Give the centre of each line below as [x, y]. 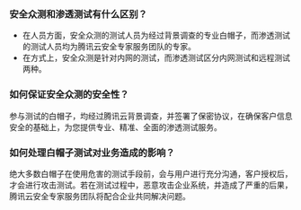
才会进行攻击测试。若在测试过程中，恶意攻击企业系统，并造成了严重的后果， [151, 185]
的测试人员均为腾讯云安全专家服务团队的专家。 [109, 47]
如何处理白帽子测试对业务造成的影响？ [92, 153]
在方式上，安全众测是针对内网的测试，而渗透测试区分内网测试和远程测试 [156, 58]
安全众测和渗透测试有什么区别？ [79, 13]
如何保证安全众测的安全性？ [69, 94]
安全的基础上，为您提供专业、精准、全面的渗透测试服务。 [115, 127]
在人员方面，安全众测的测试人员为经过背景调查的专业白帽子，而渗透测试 [156, 35]
